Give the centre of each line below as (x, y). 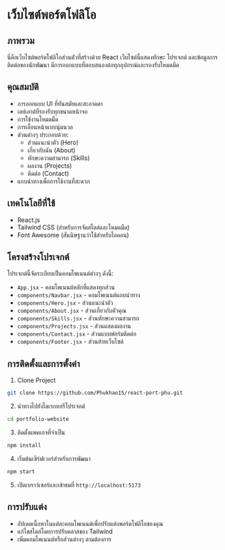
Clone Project (36, 380)
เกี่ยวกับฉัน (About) (51, 150)
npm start (21, 471)
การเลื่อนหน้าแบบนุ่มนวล (45, 127)
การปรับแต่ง (27, 507)
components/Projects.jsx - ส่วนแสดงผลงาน (74, 326)
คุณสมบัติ (23, 87)
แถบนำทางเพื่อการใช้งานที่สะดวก (53, 181)
